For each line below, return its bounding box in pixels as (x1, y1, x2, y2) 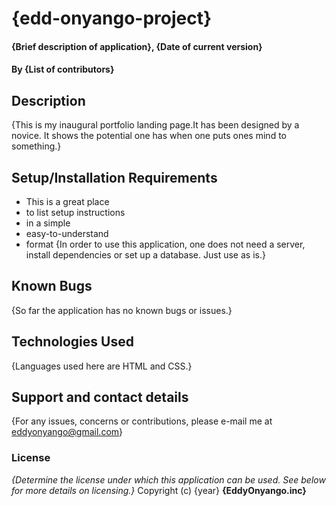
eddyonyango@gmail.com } (11, 426, 124, 438)
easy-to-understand (25, 228, 109, 239)
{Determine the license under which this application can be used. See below (11, 473, 326, 486)
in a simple (25, 217, 71, 229)
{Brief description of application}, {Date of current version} (11, 40, 263, 52)
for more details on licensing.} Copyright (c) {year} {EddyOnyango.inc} (11, 484, 307, 496)
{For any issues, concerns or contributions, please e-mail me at (11, 415, 273, 427)
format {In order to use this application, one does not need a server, (25, 238, 306, 250)
